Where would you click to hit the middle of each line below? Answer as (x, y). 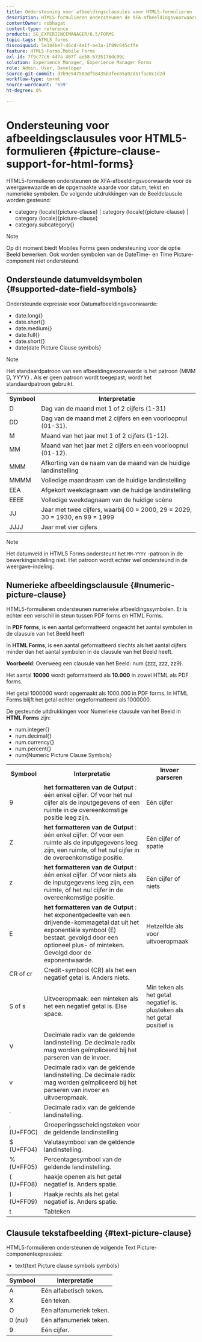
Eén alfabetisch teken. (72, 1291)
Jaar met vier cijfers (69, 527)
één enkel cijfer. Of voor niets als (90, 875)
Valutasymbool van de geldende (90, 1142)
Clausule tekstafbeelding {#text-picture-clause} (99, 1233)
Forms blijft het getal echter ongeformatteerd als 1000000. (79, 700)
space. (54, 1014)
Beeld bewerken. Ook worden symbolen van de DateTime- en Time (89, 254)
